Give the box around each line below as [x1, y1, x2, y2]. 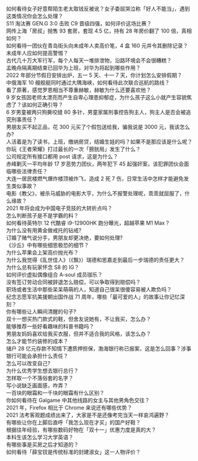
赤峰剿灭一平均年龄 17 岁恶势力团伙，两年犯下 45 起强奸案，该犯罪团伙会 [6, 160, 184, 167]
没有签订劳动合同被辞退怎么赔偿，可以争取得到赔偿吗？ [6, 278, 141, 285]
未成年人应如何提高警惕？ [6, 50, 69, 56]
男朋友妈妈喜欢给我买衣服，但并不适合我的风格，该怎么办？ [6, 330, 151, 337]
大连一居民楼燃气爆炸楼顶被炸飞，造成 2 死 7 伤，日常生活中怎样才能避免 [6, 175, 184, 182]
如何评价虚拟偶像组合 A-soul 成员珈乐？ [6, 271, 103, 278]
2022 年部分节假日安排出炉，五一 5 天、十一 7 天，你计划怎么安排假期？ [6, 72, 183, 79]
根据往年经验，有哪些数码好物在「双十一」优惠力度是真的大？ [6, 426, 157, 433]
